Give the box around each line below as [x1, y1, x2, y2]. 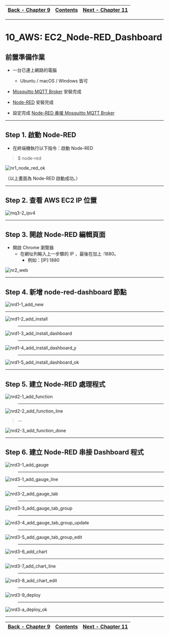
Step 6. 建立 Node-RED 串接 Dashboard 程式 [5, 448, 144, 457]
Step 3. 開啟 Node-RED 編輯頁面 [5, 230, 106, 239]
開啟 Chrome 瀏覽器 [12, 245, 54, 251]
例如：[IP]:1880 [27, 257, 60, 263]
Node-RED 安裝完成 [12, 99, 54, 105]
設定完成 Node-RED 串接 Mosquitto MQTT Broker [12, 110, 115, 116]
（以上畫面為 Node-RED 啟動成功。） [5, 175, 80, 181]
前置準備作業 [5, 53, 45, 61]
